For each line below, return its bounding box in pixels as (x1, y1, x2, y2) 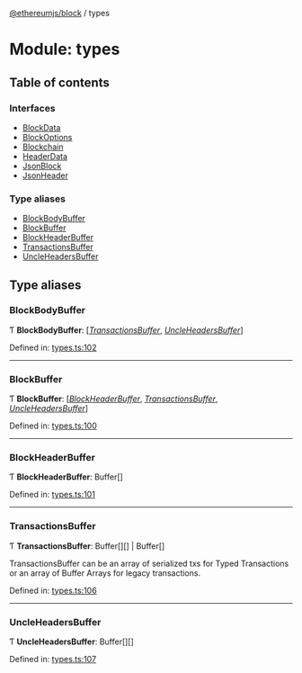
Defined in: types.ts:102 (9, 342, 97, 353)
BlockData (22, 121, 61, 133)
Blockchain (22, 141, 64, 152)
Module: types (9, 40, 120, 59)
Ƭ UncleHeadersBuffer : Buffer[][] (9, 636, 135, 647)
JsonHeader (22, 170, 69, 181)
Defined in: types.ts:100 (9, 420, 97, 431)
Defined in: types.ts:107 (9, 654, 97, 665)
